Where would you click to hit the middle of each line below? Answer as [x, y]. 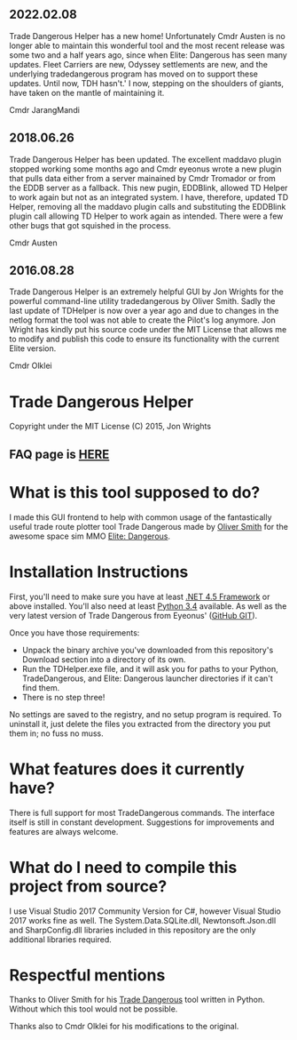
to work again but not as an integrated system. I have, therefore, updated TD [149, 197]
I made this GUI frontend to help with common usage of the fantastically [141, 517]
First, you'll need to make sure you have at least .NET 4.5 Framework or [140, 596]
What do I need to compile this [123, 867]
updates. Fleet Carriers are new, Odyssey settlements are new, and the [139, 64]
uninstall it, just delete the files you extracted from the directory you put [140, 724]
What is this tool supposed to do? [135, 492]
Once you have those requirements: [74, 632]
